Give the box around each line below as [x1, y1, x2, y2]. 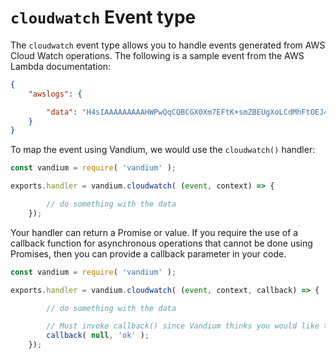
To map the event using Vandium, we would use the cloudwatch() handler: [10, 144, 316, 156]
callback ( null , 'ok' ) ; [46, 331, 150, 341]
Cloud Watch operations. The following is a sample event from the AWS [10, 49, 305, 61]
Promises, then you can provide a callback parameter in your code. [10, 247, 287, 260]
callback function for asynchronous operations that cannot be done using [10, 237, 313, 249]
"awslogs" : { [28, 89, 83, 99]
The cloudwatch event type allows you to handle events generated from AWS [10, 39, 326, 51]
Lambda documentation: [10, 60, 112, 72]
